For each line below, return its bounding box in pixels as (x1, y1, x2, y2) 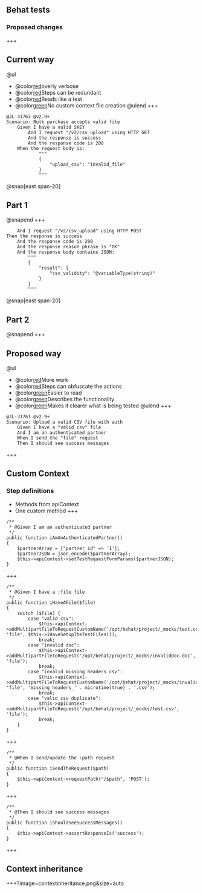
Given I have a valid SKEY (17, 124, 85, 130)
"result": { (38, 265, 69, 271)
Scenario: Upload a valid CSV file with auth (6, 419, 123, 425)
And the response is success (28, 135, 101, 141)
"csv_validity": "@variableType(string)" (49, 270, 155, 277)
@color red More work (14, 376, 68, 383)
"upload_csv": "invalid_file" (49, 161, 126, 168)
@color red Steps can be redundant (14, 89, 101, 96)
